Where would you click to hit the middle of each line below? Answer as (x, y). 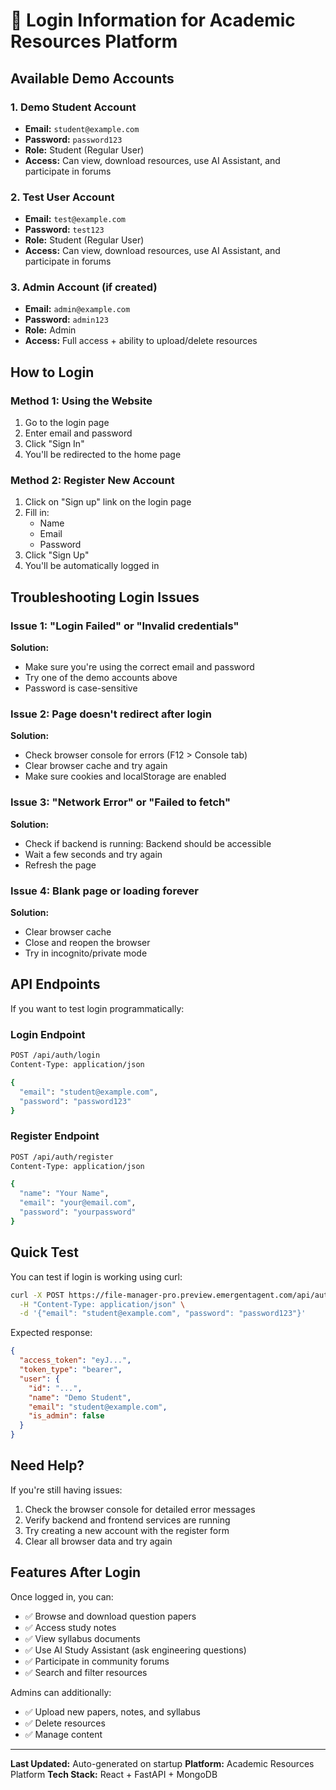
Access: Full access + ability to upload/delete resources (141, 341)
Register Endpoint (55, 1136)
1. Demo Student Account (73, 107)
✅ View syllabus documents (82, 1638)
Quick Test (44, 1252)
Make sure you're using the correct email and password (139, 667)
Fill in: (37, 513)
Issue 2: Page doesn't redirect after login (111, 714)
